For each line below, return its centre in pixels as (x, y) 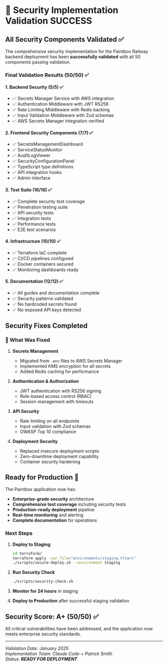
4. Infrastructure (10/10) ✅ (33, 241)
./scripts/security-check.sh (43, 582)
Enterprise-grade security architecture (53, 499)
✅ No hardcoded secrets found (44, 304)
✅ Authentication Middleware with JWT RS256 (60, 104)
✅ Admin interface (31, 178)
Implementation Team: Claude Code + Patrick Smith (59, 654)
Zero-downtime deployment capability (59, 456)
